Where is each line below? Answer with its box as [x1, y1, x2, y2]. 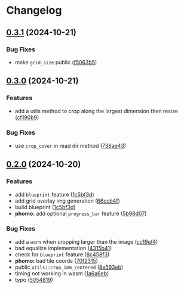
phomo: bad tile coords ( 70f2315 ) [14, 257, 99, 264]
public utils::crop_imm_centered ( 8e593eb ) [14, 263, 124, 271]
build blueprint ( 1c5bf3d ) [14, 203, 76, 210]
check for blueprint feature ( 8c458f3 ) [14, 251, 110, 258]
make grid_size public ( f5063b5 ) [14, 58, 97, 66]
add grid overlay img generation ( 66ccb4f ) [14, 197, 121, 204]
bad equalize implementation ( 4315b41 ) [14, 244, 112, 251]
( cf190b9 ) [14, 114, 39, 121]
